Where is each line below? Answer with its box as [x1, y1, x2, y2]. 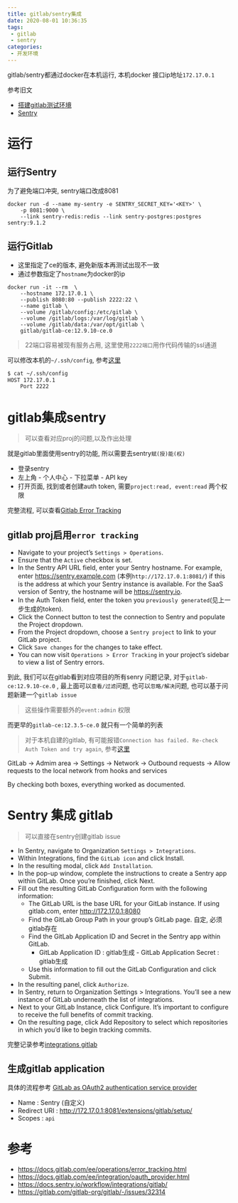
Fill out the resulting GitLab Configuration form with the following [17, 884, 207, 892]
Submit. [28, 973, 51, 981]
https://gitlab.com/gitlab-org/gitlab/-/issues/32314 [17, 1187, 166, 1196]
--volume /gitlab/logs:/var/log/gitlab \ [20, 314, 144, 322]
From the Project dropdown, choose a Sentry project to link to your [17, 628, 217, 636]
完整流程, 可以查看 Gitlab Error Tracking [7, 506, 122, 515]
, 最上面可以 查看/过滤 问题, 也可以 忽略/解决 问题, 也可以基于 [56, 682, 222, 690]
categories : [7, 43, 43, 50]
